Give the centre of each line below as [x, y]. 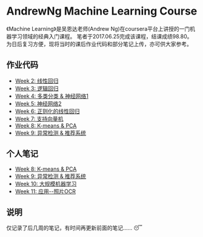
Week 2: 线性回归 [37, 81]
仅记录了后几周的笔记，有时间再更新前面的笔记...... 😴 [74, 228]
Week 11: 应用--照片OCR [45, 191]
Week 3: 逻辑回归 [37, 88]
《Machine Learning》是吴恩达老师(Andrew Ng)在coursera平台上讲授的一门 [98, 29]
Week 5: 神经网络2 [38, 103]
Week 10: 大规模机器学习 [46, 184]
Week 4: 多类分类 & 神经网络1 [52, 96]
